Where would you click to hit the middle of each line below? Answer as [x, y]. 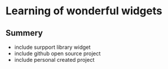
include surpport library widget [52, 47]
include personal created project [54, 60]
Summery [24, 33]
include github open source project [57, 54]
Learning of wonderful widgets [84, 11]
